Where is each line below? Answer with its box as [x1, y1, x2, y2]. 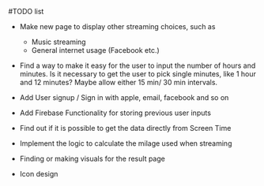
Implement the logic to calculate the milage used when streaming [19, 139, 232, 148]
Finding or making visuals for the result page [19, 154, 166, 163]
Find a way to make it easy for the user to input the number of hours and [19, 61, 256, 70]
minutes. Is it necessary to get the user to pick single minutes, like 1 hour [19, 69, 257, 78]
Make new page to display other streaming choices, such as [19, 22, 216, 31]
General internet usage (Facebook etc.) [31, 46, 160, 54]
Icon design [19, 169, 58, 178]
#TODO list [8, 7, 44, 16]
